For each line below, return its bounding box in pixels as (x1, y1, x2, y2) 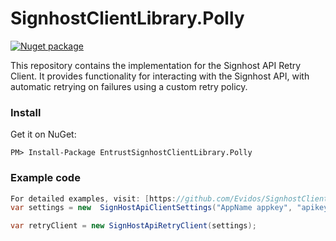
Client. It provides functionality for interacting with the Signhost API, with (10, 70, 310, 82)
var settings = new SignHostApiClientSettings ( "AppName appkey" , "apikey (10, 203, 329, 213)
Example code (10, 171, 81, 185)
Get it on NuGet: (10, 128, 77, 141)
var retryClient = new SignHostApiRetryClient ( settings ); (10, 221, 257, 231)
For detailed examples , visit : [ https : (10, 193, 177, 204)
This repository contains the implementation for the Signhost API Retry (10, 59, 302, 71)
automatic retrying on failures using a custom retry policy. (10, 80, 248, 92)
